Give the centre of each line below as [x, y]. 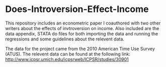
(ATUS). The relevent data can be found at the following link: [68, 54]
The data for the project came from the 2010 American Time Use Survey [80, 48]
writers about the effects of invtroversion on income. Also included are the [82, 28]
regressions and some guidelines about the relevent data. [65, 39]
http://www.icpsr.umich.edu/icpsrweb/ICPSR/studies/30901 [67, 59]
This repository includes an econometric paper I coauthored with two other [83, 23]
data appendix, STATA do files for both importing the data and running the [82, 33]
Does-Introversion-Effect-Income [77, 9]
